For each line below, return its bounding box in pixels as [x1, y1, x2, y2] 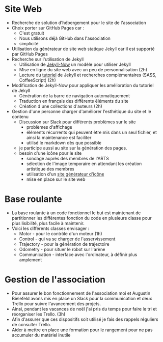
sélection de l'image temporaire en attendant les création [26, 161, 142, 167]
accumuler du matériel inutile [11, 332, 71, 338]
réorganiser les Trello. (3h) [11, 311, 66, 317]
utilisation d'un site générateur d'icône [26, 171, 105, 177]
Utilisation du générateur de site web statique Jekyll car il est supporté [11, 46, 155, 52]
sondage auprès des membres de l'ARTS [26, 155, 109, 161]
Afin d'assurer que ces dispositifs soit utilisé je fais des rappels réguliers [11, 316, 159, 322]
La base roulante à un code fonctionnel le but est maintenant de [11, 210, 141, 216]
